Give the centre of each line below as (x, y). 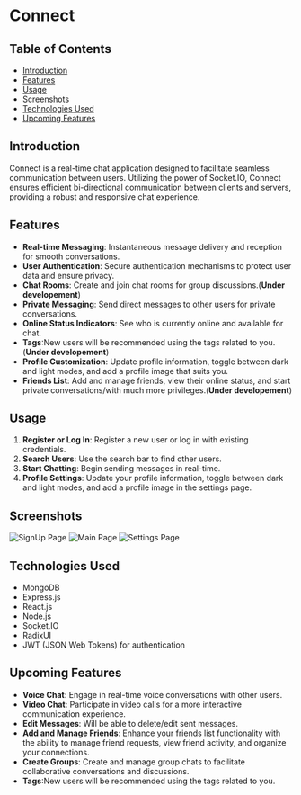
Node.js (37, 616)
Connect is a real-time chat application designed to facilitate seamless (139, 168)
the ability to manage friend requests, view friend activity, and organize (154, 742)
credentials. (44, 450)
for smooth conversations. (71, 256)
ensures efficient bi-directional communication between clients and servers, (150, 187)
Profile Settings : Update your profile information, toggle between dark (153, 478)
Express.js (41, 597)
